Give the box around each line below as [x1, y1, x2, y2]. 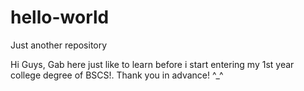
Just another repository [10, 39, 108, 51]
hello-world [10, 6, 110, 29]
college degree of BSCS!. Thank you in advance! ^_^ [10, 69, 224, 81]
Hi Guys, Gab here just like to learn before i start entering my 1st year [10, 58, 295, 70]
